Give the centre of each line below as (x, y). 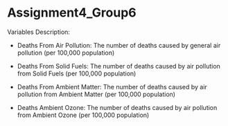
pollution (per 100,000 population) (66, 53)
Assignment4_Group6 (72, 13)
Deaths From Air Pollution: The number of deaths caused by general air (119, 45)
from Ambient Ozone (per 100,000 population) (83, 115)
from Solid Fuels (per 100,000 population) (77, 73)
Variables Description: (39, 32)
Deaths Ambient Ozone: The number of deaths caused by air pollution (117, 107)
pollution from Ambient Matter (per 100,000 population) (96, 94)
